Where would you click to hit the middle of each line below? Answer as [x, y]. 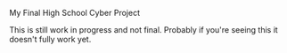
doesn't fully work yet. [50, 39]
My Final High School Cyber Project [75, 13]
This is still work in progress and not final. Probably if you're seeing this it [143, 30]
